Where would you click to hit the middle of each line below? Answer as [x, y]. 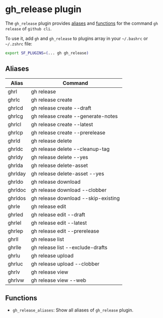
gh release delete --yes [60, 157]
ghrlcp [16, 132]
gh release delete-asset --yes [68, 174]
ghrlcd [16, 108]
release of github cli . [28, 28]
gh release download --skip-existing [75, 198]
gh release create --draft [61, 108]
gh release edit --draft [58, 215]
